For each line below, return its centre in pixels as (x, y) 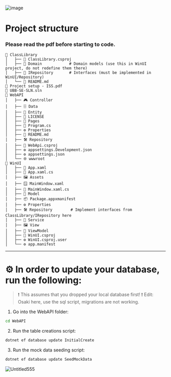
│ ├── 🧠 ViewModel (27, 231)
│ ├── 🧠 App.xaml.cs (29, 172)
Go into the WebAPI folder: (40, 312)
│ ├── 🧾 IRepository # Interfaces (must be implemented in (78, 73)
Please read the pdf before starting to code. (60, 44)
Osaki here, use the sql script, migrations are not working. (78, 302)
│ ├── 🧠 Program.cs (28, 126)
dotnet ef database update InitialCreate (50, 340)
